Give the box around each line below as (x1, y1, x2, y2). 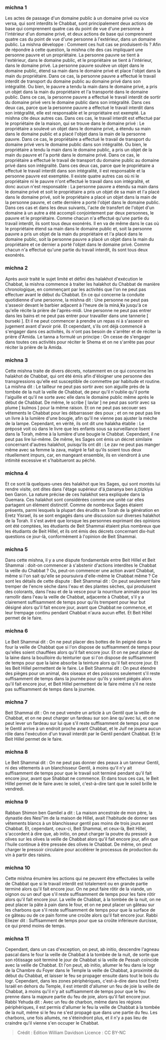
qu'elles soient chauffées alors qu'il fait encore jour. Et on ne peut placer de (5, 649, 159, 655)
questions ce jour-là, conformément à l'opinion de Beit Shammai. (5, 534, 137, 540)
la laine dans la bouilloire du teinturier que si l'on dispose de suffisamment (5, 655, 156, 660)
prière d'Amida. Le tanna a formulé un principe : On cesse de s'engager (5, 333, 151, 339)
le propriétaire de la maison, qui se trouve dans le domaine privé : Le (5, 120, 145, 126)
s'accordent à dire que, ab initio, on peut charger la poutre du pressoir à (5, 830, 152, 836)
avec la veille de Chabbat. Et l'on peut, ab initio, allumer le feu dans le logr (5, 962, 156, 968)
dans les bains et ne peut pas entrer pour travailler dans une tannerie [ (5, 313, 149, 319)
